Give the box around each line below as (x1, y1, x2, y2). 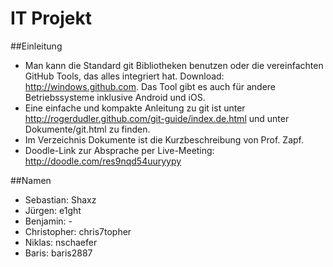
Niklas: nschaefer (24, 236, 98, 248)
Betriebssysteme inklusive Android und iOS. (24, 91, 206, 103)
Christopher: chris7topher (24, 225, 132, 237)
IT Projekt (10, 7, 92, 30)
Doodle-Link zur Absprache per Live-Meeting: (24, 144, 215, 156)
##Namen (10, 174, 52, 186)
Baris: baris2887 (24, 247, 93, 259)
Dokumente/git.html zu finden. (24, 123, 151, 135)
